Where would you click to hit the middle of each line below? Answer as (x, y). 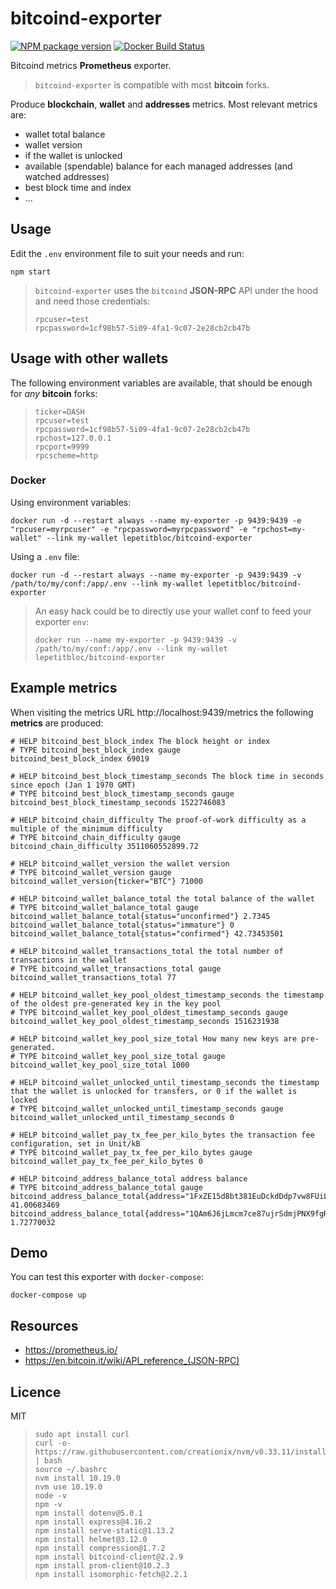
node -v (50, 1496)
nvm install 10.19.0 (77, 1478)
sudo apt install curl (82, 1435)
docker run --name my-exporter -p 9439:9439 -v (135, 640)
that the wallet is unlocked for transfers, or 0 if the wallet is (154, 1091)
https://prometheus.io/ (71, 1350)
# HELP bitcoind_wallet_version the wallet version (120, 863)
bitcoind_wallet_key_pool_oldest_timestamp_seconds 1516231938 (145, 1021)
